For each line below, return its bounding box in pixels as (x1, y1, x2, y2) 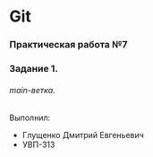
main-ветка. (9, 84, 55, 95)
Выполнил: (9, 112, 51, 123)
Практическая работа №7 (9, 39, 128, 51)
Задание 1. (9, 63, 58, 75)
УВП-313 (21, 139, 55, 150)
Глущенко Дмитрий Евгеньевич (21, 130, 145, 141)
